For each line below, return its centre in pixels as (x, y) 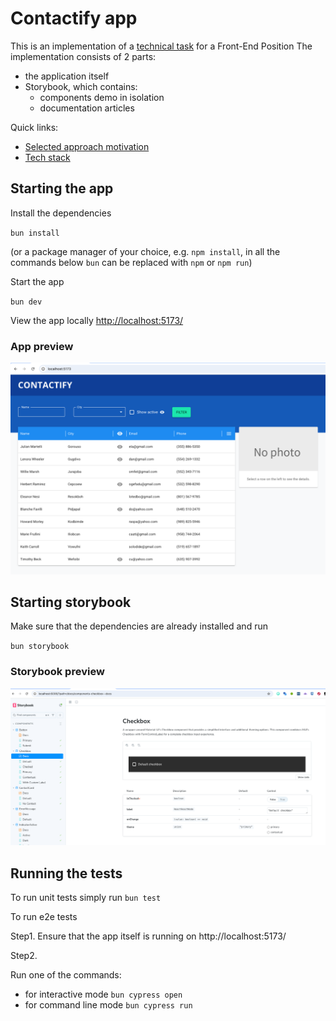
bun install (35, 233)
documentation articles (87, 108)
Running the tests (66, 873)
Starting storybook (71, 602)
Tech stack (47, 157)
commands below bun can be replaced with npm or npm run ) (131, 262)
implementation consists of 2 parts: (83, 56)
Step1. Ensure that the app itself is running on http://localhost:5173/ (148, 936)
